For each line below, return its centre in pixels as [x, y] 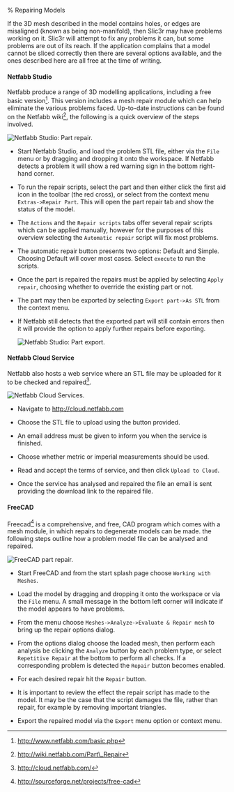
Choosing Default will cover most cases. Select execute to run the [111, 258]
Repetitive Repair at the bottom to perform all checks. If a [102, 658]
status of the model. [46, 209]
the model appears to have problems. [71, 609]
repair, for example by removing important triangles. [92, 708]
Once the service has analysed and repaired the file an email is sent [115, 484]
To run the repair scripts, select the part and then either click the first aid [122, 187]
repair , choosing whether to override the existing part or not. [105, 287]
